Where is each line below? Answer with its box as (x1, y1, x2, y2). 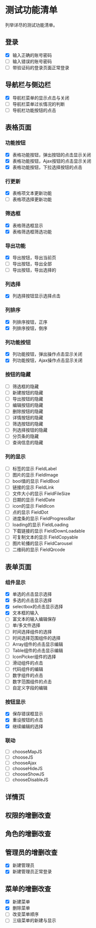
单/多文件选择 (12, 622, 41, 628)
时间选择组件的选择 (12, 629, 52, 635)
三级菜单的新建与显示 (12, 918, 56, 924)
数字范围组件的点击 (12, 678, 52, 684)
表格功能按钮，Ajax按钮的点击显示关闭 (12, 158, 92, 164)
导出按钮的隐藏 (12, 396, 43, 401)
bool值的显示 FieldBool (12, 478, 60, 484)
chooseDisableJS (12, 777, 49, 783)
